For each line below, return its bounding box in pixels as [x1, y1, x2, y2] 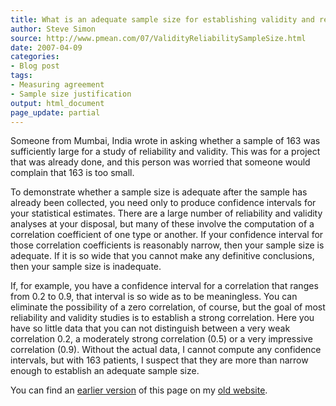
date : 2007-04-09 [10, 42, 83, 53]
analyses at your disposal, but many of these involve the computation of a [10, 218, 315, 230]
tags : [10, 71, 33, 81]
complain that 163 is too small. [10, 167, 135, 179]
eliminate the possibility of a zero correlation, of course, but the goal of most [10, 301, 326, 313]
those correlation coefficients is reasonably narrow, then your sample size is [10, 239, 325, 251]
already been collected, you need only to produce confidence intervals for [10, 197, 317, 209]
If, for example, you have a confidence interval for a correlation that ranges [10, 280, 319, 292]
